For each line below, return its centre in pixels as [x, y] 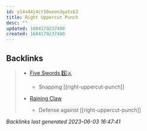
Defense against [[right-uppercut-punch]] [90, 110]
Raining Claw [46, 98]
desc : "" [17, 23]
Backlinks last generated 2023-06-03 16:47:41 [63, 121]
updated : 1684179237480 [36, 28]
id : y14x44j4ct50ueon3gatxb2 [42, 12]
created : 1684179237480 [36, 34]
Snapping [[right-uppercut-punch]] [82, 87]
